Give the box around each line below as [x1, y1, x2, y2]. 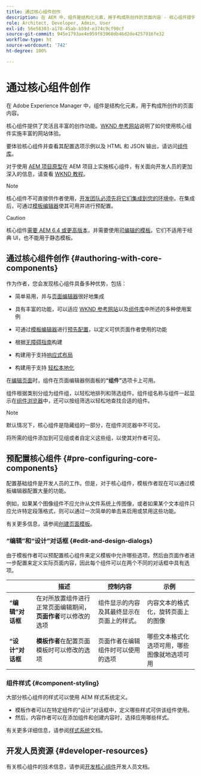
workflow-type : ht [6, 37, 52, 43]
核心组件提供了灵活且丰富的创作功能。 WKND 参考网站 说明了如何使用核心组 [6, 122, 192, 129]
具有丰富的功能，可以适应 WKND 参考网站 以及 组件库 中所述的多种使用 [14, 305, 187, 312]
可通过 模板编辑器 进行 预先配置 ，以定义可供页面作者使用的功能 [14, 326, 167, 333]
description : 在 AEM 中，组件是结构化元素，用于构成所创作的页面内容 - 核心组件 [6, 14, 187, 20]
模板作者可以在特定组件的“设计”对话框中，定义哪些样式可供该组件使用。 [14, 706, 193, 714]
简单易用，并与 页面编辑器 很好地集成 [14, 293, 105, 300]
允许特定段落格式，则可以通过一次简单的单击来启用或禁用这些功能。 [11, 508, 179, 515]
